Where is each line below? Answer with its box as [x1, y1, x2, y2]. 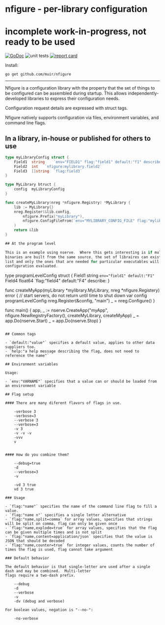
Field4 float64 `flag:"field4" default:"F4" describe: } [5, 278, 110, 284]
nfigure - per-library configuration [5, 3, 148, 15]
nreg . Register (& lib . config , [14, 209, 71, 214]
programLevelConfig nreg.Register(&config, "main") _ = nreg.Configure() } [5, 298, 155, 304]
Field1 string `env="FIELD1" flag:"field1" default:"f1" [14, 159, 141, 164]
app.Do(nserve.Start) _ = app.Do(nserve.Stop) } [5, 318, 102, 324]
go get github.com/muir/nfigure [5, 72, 71, 77]
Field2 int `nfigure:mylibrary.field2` [14, 164, 102, 169]
